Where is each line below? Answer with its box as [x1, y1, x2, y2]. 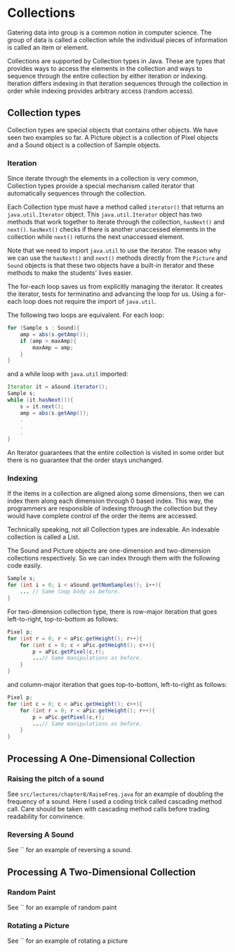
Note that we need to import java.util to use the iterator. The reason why [7, 246, 221, 255]
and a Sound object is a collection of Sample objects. [7, 141, 161, 149]
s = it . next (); [20, 403, 65, 410]
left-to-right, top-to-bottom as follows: [7, 615, 119, 623]
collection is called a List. [7, 533, 81, 541]
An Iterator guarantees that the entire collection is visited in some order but [7, 449, 224, 457]
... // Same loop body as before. [20, 588, 121, 596]
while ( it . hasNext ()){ [7, 397, 74, 404]
